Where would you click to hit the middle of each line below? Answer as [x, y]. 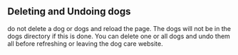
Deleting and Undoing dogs [69, 12]
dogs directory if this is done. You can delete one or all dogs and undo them [119, 36]
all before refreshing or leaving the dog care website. [85, 43]
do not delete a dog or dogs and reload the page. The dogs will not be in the [119, 28]
